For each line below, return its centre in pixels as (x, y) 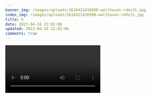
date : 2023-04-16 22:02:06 (34, 24)
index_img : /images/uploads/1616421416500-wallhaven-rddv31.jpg (74, 15)
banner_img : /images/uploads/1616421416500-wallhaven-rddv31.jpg (75, 10)
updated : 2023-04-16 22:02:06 (37, 29)
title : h (14, 19)
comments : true (21, 34)
